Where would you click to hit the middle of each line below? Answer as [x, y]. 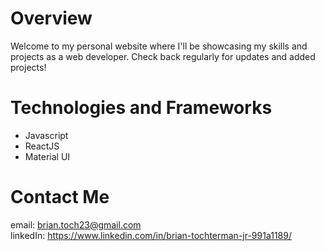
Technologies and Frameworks [141, 108]
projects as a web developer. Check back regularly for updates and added [163, 56]
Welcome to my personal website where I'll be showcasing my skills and [159, 46]
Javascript [46, 135]
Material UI [47, 156]
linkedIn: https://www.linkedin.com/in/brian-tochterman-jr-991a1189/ [151, 235]
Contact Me [60, 197]
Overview [51, 18]
